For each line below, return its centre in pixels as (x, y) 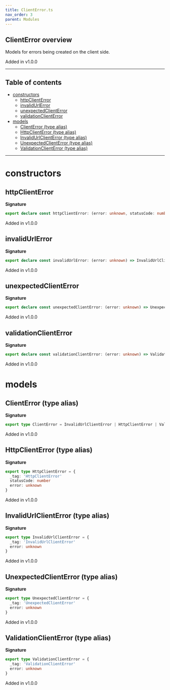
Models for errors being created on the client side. (58, 52)
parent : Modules (22, 19)
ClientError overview (39, 40)
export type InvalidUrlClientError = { (47, 537)
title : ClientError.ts (29, 10)
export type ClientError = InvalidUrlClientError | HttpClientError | (81, 424)
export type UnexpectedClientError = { (47, 599)
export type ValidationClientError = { (47, 659)
